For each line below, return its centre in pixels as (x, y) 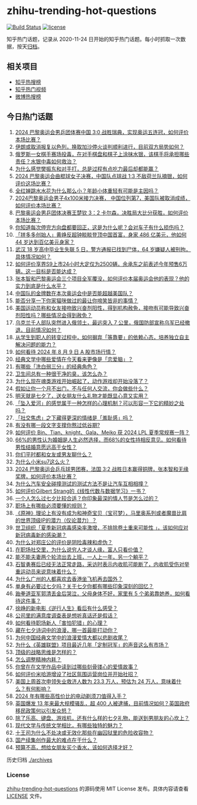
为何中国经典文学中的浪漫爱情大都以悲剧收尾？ (71, 637)
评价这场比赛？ (33, 183)
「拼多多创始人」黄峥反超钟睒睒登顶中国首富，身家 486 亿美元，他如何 (101, 234)
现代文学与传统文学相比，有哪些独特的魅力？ (69, 725)
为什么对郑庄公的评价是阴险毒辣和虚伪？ (64, 542)
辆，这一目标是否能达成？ (46, 271)
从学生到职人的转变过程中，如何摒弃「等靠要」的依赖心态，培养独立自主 (102, 337)
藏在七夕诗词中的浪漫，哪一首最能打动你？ (66, 630)
